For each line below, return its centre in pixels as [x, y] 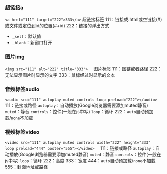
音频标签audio [22, 89]
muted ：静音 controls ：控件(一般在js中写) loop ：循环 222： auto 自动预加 [79, 111]
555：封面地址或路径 [27, 167]
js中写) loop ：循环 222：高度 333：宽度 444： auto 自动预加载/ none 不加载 [80, 161]
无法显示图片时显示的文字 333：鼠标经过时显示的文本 [60, 75]
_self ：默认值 [27, 36]
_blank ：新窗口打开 [32, 43]
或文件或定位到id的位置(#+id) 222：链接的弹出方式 [57, 26]
